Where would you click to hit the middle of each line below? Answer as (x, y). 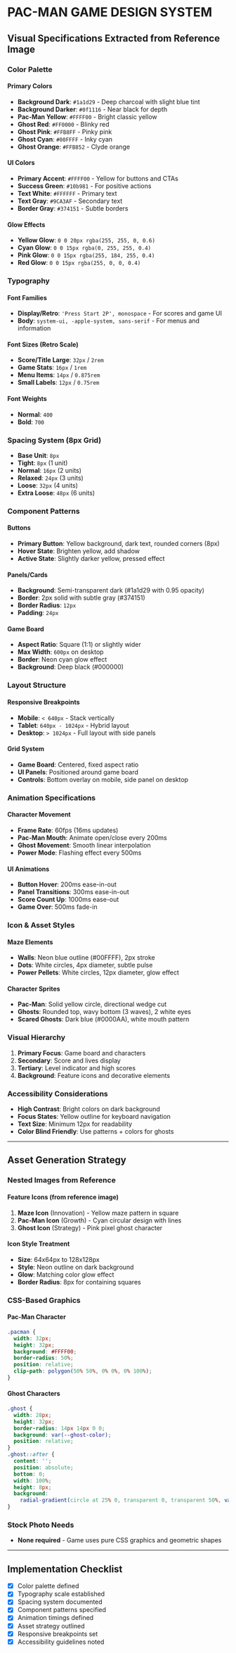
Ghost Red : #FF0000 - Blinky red (63, 124)
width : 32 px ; (33, 1338)
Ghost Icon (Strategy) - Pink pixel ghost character (90, 1227)
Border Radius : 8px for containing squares (79, 1282)
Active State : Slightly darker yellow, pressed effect (91, 559)
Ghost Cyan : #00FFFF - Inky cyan (65, 139)
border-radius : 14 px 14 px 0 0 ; (59, 1428)
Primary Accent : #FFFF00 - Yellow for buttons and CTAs (98, 178)
